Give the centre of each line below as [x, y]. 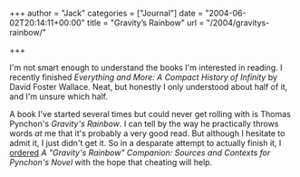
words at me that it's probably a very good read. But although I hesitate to [147, 133]
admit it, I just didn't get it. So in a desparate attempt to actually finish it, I [145, 143]
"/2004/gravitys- [238, 23]
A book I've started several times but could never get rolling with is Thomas [150, 114]
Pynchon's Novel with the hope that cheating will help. [111, 162]
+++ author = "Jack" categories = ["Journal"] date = [106, 13]
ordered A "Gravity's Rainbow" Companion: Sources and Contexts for [140, 152]
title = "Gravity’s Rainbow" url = [146, 23]
